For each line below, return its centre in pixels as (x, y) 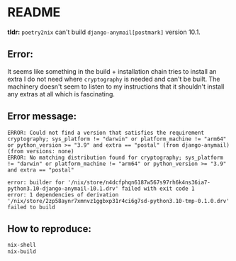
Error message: (42, 117)
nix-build (22, 252)
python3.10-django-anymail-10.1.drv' (63, 189)
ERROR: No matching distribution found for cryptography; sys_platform (115, 157)
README (34, 12)
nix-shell (22, 245)
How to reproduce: (50, 229)
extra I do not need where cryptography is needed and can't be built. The (114, 79)
